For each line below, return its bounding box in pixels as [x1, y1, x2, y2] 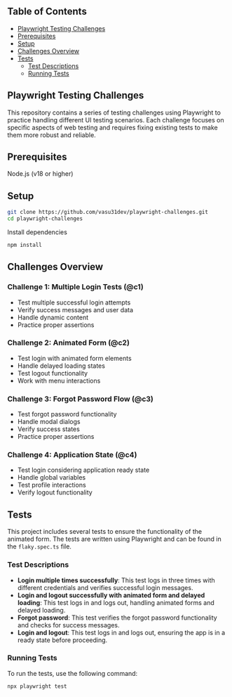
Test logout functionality [17, 369, 88, 377]
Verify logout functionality [17, 488, 93, 497]
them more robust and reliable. [7, 130, 96, 139]
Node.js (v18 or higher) [7, 170, 74, 178]
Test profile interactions [17, 481, 86, 490]
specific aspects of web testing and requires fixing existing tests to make [7, 123, 219, 132]
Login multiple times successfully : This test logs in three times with [17, 576, 215, 584]
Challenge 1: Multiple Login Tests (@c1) [7, 282, 144, 292]
